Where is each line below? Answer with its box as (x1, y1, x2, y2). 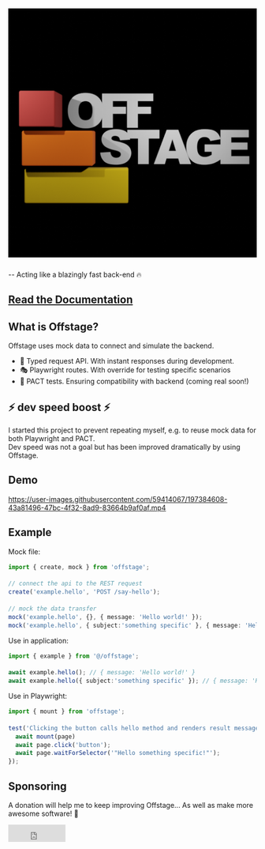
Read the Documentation (8, 293, 133, 307)
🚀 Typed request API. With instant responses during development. (19, 357, 235, 366)
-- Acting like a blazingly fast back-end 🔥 (8, 270, 142, 279)
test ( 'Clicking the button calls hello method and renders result (8, 724, 231, 732)
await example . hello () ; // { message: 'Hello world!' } (8, 669, 196, 677)
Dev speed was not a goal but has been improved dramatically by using (8, 442, 241, 451)
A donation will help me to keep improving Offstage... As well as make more (8, 801, 254, 810)
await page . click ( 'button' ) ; (15, 741, 111, 749)
